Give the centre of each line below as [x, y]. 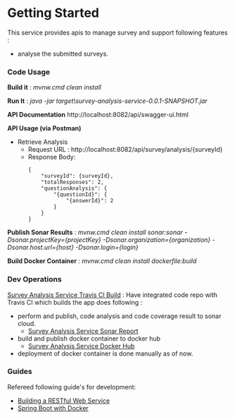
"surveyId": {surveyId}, [77, 176]
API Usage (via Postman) [44, 128]
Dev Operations [34, 279]
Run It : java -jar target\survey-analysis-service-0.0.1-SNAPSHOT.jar [107, 101]
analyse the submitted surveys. [63, 54]
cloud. [27, 323]
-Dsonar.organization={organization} [157, 240]
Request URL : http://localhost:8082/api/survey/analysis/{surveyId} [125, 150]
